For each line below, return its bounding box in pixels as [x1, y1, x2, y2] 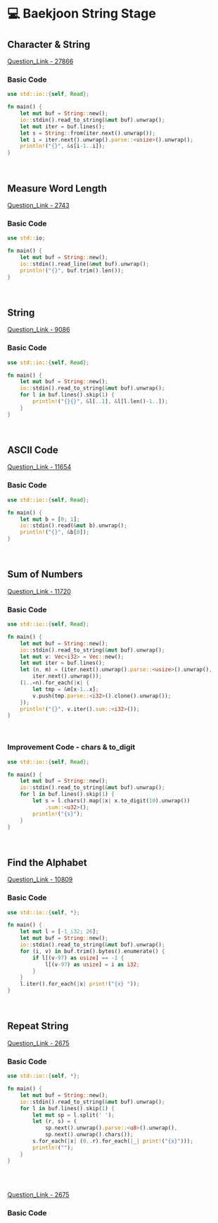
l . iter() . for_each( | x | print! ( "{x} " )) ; [20, 981, 140, 988]
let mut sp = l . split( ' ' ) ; [32, 1111, 115, 1119]
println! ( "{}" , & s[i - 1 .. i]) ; [20, 142, 105, 150]
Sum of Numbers [7, 569, 83, 581]
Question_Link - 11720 [7, 587, 72, 595]
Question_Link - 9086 [7, 325, 70, 334]
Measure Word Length [7, 182, 108, 194]
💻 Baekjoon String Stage [7, 6, 156, 22]
